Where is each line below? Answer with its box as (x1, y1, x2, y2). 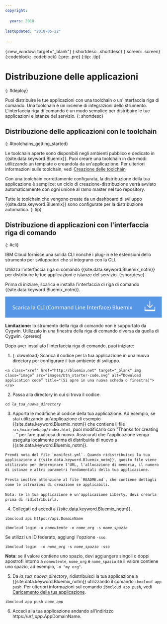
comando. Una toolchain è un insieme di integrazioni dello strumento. (5, 102, 148, 108)
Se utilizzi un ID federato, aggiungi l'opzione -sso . (5, 534, 107, 540)
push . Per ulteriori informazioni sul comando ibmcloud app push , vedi (12, 584, 153, 590)
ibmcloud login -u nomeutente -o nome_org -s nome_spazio (5, 525, 128, 530)
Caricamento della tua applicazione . (12, 589, 86, 595)
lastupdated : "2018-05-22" (5, 29, 61, 34)
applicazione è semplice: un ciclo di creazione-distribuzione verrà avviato (5, 181, 157, 187)
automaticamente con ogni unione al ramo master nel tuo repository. (5, 186, 145, 192)
